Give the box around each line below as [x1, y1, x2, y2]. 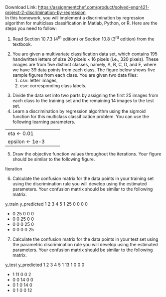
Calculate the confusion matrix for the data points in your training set [12, 175, 154, 181]
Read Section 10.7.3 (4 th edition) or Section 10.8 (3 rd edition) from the [12, 35, 155, 42]
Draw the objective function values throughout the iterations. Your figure [12, 150, 162, 156]
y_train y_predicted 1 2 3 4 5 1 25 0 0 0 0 [5, 201, 88, 207]
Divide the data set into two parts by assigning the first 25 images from [12, 92, 159, 98]
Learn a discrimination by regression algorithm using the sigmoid [12, 108, 146, 114]
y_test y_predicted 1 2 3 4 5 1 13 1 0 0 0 [5, 262, 85, 268]
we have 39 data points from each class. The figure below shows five [12, 67, 156, 73]
